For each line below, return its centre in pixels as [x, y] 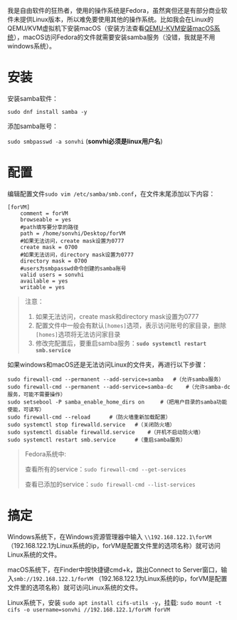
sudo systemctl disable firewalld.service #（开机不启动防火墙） [106, 432]
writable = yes [43, 287]
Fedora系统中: [45, 453]
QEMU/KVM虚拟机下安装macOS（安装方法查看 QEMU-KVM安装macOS [111, 28]
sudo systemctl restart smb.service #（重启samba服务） [97, 440]
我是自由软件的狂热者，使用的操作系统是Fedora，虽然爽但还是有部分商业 [114, 10]
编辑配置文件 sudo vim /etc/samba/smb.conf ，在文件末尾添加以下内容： [111, 194]
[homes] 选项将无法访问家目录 [78, 334]
